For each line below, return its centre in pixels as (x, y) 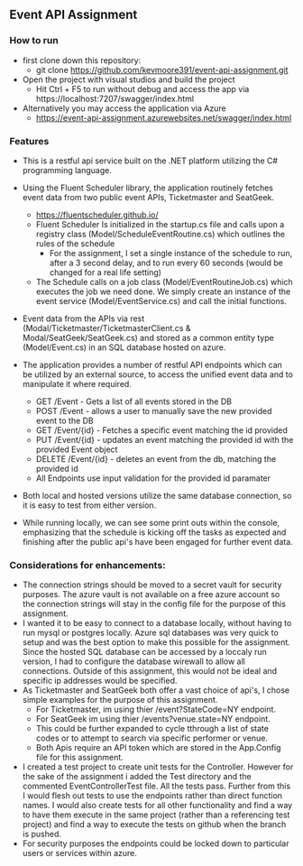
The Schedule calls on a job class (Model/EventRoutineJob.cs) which (164, 281)
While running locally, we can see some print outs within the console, (151, 522)
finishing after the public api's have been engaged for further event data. (157, 541)
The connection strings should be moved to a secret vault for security (152, 585)
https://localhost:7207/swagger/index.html (115, 98)
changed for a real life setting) (106, 272)
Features (29, 141)
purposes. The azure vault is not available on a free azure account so (151, 594)
